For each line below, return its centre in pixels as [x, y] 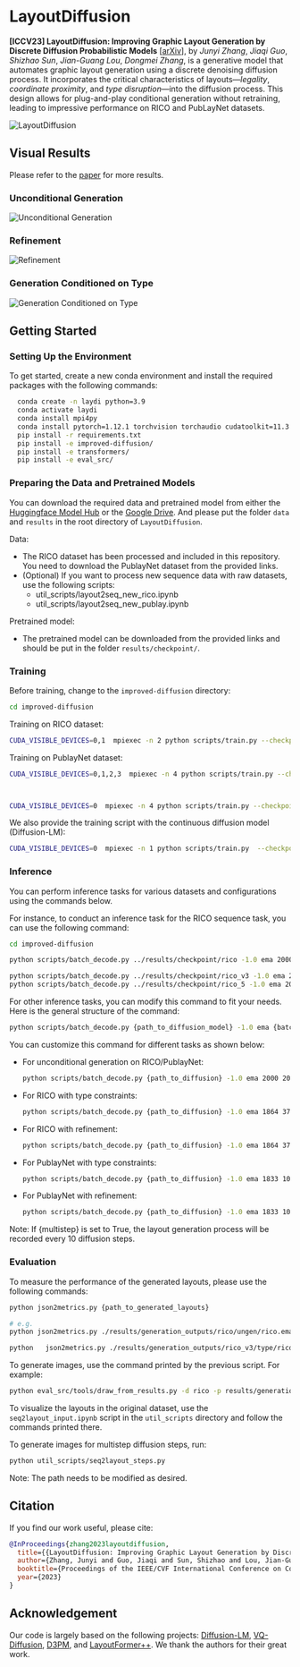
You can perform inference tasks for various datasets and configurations [143, 891]
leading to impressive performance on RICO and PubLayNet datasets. [137, 107]
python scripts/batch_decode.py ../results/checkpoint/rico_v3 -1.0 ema [147, 976]
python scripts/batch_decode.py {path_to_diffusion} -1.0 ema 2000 [150, 1078]
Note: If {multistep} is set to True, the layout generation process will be [139, 1229]
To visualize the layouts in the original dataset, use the [109, 1408]
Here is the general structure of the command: [95, 1011]
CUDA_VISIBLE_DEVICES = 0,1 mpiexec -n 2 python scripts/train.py [133, 740]
